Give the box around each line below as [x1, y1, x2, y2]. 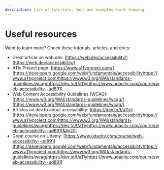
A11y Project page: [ [12, 65, 53, 70]
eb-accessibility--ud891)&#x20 [12, 128, 76, 134]
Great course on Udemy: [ [12, 133, 66, 138]
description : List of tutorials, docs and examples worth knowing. [5, 7, 147, 12]
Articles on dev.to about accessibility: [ [12, 106, 92, 112]
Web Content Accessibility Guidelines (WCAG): [12, 91, 108, 97]
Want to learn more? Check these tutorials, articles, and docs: [5, 45, 131, 51]
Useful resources [5, 28, 77, 39]
